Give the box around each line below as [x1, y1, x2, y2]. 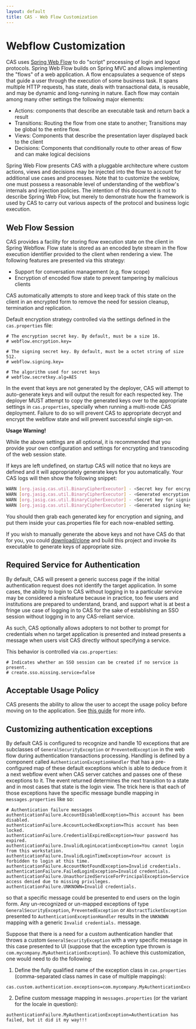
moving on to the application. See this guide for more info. [6, 707, 146, 715]
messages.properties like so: [6, 796, 75, 803]
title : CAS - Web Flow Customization [6, 14, 98, 20]
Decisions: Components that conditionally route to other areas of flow [14, 145, 182, 152]
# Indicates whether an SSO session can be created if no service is [6, 659, 179, 665]
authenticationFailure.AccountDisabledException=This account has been [6, 812, 184, 818]
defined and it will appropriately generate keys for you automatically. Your [6, 469, 184, 476]
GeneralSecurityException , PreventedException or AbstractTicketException [6, 907, 187, 914]
